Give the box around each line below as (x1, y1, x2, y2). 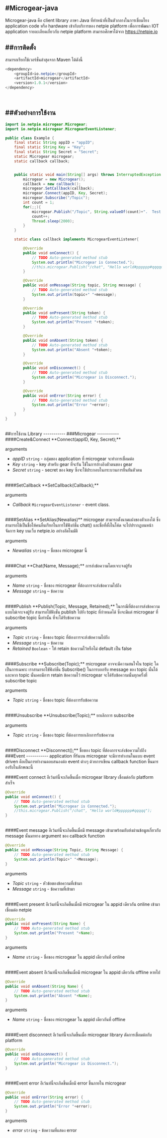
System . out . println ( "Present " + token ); (31, 320, 114, 325)
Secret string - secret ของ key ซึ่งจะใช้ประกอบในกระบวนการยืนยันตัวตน (12, 467, 143, 473)
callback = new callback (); (23, 181, 81, 186)
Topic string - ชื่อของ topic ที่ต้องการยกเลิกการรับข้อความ (12, 732, 114, 738)
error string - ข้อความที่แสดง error (12, 1128, 77, 1134)
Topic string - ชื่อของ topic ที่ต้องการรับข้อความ (12, 697, 98, 703)
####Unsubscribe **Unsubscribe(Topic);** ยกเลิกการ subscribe (5, 712, 134, 718)
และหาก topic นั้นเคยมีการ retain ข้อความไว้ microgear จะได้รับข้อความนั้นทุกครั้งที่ (5, 672, 148, 678)
